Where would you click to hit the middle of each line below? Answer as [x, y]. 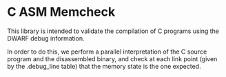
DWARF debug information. [46, 38]
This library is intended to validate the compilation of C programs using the [113, 31]
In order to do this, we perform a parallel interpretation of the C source [107, 52]
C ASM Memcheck [61, 12]
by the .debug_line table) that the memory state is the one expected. [104, 66]
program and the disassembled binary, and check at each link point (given [112, 58]
